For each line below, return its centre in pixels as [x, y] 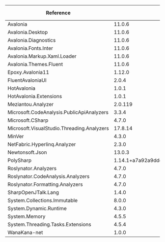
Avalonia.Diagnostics [32, 40]
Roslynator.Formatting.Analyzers [45, 184]
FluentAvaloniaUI [27, 80]
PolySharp [20, 160]
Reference [58, 13]
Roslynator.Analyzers [32, 168]
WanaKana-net [25, 232]
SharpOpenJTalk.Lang [33, 192]
